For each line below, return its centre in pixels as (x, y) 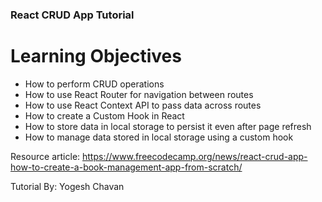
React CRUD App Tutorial (72, 15)
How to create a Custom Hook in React (104, 115)
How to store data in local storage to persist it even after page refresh (168, 126)
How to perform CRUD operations (94, 84)
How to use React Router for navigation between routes (139, 94)
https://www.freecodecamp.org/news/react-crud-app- (195, 156)
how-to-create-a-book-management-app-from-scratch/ (126, 167)
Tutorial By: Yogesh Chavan (67, 186)
